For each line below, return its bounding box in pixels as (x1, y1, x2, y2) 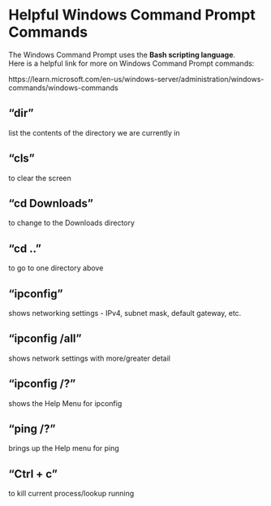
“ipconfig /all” (8, 331, 82, 346)
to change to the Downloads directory (8, 218, 135, 228)
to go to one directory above (8, 263, 104, 273)
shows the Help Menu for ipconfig (8, 398, 123, 408)
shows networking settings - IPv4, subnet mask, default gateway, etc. (8, 309, 242, 318)
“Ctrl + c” (8, 467, 58, 481)
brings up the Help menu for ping (8, 443, 119, 453)
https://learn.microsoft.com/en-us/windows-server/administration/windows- (8, 74, 265, 84)
